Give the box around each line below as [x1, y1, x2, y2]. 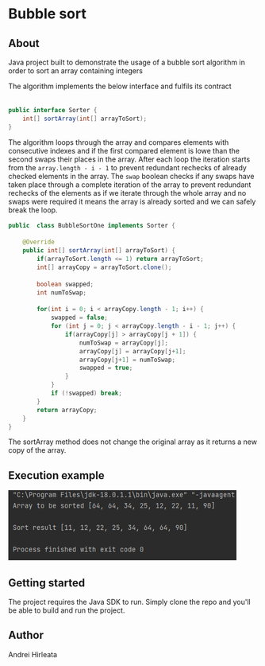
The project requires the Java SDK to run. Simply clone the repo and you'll [8, 598, 252, 606]
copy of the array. [8, 446, 67, 455]
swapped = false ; [50, 314, 109, 322]
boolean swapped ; [36, 280, 94, 288]
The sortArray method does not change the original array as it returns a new [8, 437, 258, 446]
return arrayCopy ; [36, 406, 98, 414]
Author [8, 629, 44, 642]
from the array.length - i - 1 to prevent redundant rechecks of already [8, 162, 248, 172]
